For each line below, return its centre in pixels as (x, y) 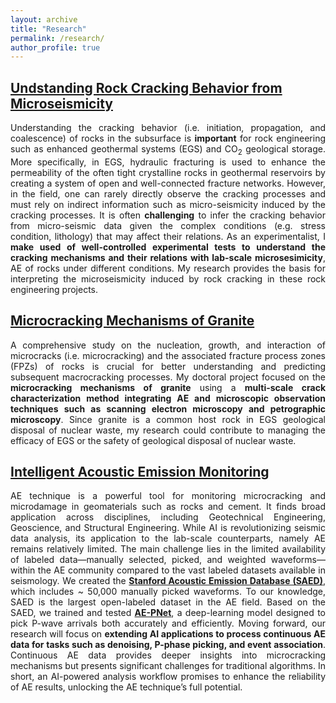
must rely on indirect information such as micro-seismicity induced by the (168, 204)
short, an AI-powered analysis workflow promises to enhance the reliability (168, 677)
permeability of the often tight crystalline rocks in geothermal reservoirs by (168, 172)
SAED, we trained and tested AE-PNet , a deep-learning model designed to (168, 613)
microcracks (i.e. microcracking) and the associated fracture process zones (168, 355)
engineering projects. (54, 289)
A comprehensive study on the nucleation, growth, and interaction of (168, 345)
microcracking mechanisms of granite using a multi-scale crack (168, 387)
